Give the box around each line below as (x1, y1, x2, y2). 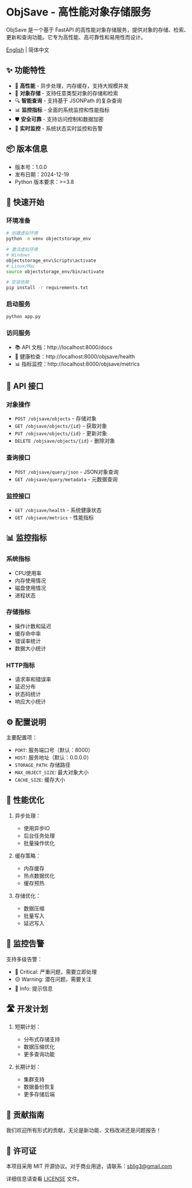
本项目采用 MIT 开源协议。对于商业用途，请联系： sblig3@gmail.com (6, 1162, 173, 1170)
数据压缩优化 (23, 1043, 55, 1050)
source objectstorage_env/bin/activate (6, 268, 105, 275)
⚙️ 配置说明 (6, 717, 46, 727)
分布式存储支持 (23, 1036, 60, 1043)
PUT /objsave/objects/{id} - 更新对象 (14, 430, 108, 437)
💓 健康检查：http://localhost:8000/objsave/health (14, 352, 135, 360)
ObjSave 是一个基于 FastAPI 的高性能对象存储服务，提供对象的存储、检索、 (6, 26, 189, 33)
